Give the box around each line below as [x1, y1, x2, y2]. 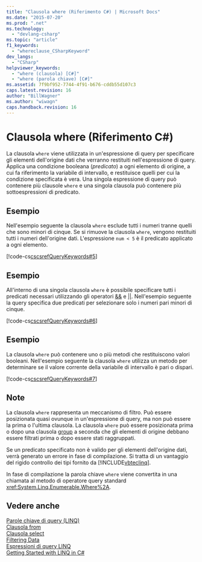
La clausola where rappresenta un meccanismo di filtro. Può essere [6, 408, 172, 416]
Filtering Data [6, 536, 40, 543]
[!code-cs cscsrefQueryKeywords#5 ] [6, 253, 98, 260]
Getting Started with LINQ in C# [6, 549, 85, 556]
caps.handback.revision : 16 [6, 104, 77, 110]
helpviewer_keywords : [6, 65, 61, 71]
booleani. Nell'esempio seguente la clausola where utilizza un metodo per [6, 357, 188, 364]
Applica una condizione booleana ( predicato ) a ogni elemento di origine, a [6, 163, 191, 170]
